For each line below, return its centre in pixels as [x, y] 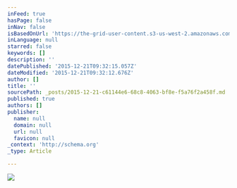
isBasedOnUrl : [28, 33]
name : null [30, 118]
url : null [28, 132]
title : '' [22, 86]
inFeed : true [26, 14]
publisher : [23, 112]
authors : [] [25, 106]
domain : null [33, 125]
